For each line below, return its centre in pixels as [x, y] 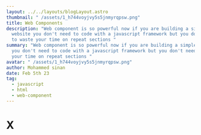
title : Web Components [34, 23]
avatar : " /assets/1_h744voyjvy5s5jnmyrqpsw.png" [69, 62]
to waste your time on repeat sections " [64, 40]
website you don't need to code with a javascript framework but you [100, 34]
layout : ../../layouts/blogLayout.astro [57, 12]
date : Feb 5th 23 [28, 73]
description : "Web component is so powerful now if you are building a [97, 28]
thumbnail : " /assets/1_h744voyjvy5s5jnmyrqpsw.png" [73, 17]
